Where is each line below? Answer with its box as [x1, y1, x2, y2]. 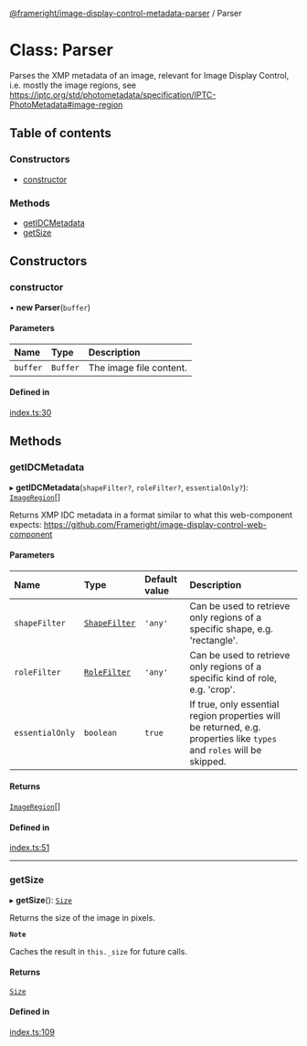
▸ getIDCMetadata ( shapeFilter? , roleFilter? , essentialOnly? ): [9, 482, 249, 493]
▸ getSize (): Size [9, 894, 73, 905]
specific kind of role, [189, 671, 277, 684]
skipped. [189, 754, 227, 767]
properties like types [189, 731, 277, 744]
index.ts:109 [9, 1027, 55, 1038]
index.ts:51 [9, 842, 50, 853]
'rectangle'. [189, 634, 238, 646]
